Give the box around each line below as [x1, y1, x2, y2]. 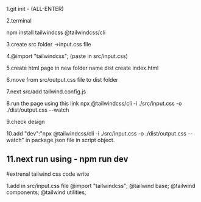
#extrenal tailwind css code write [6, 170, 90, 178]
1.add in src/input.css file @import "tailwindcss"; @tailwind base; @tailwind [6, 182, 196, 189]
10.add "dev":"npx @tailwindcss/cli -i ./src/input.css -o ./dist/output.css [6, 130, 187, 137]
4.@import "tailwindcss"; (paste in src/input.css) [6, 52, 128, 60]
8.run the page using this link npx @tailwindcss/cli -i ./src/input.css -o [6, 100, 182, 107]
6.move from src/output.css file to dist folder [6, 76, 119, 83]
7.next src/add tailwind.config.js [6, 88, 86, 95]
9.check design [6, 118, 45, 125]
